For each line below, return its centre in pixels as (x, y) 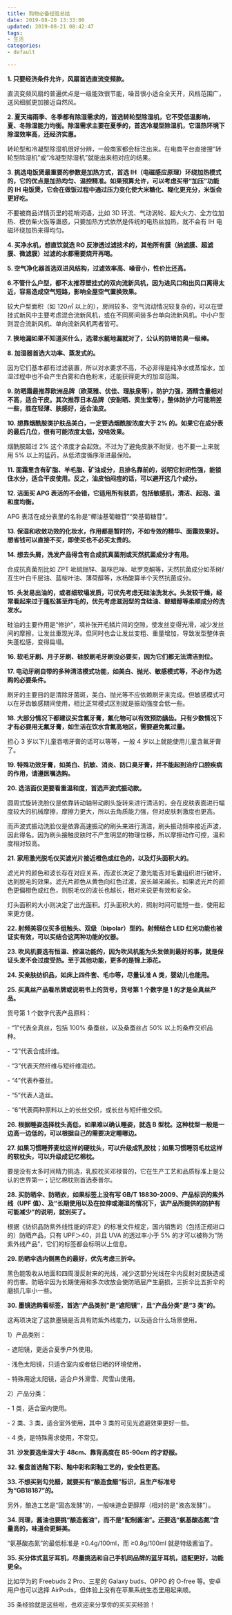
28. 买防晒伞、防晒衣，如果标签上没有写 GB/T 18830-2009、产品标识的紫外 (116, 1194)
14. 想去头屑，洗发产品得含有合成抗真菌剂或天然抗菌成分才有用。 (100, 554)
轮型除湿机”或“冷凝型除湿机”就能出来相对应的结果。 (81, 157)
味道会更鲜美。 (52, 1528)
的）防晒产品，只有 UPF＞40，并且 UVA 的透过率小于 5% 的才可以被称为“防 (115, 1235)
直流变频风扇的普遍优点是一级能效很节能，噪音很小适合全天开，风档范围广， (116, 93)
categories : (24, 46)
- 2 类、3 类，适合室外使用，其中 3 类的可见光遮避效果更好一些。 (100, 1423)
